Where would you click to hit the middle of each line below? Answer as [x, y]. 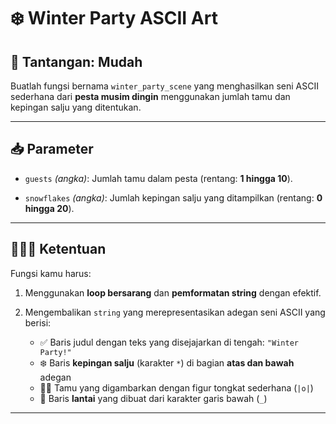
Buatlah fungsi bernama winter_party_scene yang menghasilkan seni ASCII [164, 86]
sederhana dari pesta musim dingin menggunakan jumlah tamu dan [150, 96]
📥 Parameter [52, 149]
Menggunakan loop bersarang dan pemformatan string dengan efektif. [173, 292]
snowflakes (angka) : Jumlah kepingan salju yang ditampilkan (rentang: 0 [173, 197]
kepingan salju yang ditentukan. [76, 107]
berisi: [38, 322]
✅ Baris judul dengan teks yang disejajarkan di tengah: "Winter [169, 342]
